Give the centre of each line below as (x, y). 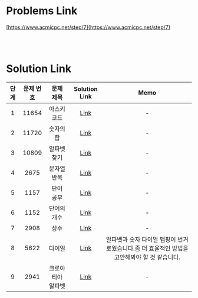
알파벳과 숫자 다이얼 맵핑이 (141, 239)
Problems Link (42, 11)
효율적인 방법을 (169, 248)
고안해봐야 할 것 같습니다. (147, 257)
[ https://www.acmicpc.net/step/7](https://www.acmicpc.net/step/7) (88, 27)
